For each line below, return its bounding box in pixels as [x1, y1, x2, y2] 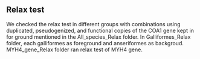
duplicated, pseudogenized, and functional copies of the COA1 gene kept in [6, 27, 195, 34]
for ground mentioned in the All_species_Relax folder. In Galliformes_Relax [6, 33, 191, 41]
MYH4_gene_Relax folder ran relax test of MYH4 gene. [6, 46, 143, 53]
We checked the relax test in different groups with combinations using [6, 20, 181, 27]
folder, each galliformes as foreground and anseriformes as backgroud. [6, 39, 184, 46]
